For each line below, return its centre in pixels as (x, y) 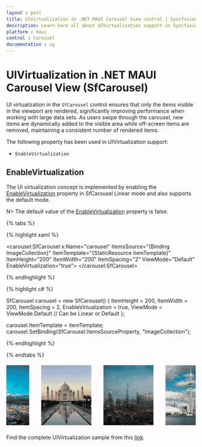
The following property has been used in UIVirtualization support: (87, 142)
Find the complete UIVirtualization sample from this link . (75, 437)
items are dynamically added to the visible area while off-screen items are (98, 123)
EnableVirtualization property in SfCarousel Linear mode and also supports (99, 193)
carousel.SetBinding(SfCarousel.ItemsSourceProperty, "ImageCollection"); (99, 331)
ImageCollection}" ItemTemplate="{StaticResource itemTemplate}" (89, 252)
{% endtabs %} (25, 355)
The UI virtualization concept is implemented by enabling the (81, 187)
